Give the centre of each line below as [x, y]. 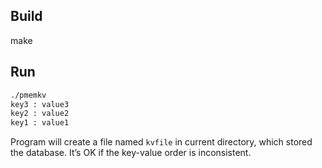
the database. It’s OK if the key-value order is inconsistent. [131, 153]
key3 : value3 [40, 104]
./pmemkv [28, 95]
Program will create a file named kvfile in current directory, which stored [161, 142]
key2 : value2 [40, 114]
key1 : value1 [40, 123]
